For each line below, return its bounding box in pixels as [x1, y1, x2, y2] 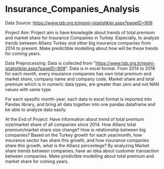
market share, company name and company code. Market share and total [5, 76, 155, 82]
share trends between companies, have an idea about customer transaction [5, 148, 159, 154]
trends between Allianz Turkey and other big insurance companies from [5, 40, 151, 46]
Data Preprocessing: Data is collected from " [5, 60, 96, 66]
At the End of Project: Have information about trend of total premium [5, 116, 144, 122]
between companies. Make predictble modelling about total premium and [5, 153, 154, 159]
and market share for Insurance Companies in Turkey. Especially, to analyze [5, 35, 160, 41]
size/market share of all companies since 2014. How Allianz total [5, 121, 136, 127]
